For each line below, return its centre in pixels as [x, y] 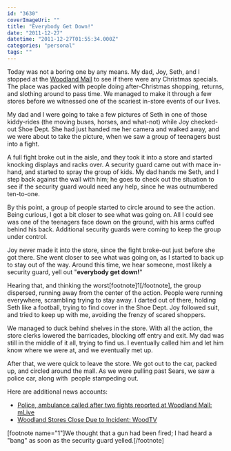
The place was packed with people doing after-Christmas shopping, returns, [115, 86]
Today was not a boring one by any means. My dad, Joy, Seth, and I [103, 71]
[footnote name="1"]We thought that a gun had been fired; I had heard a [110, 433]
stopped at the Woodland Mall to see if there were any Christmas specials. [113, 79]
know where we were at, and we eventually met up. [80, 350]
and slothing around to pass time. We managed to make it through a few [109, 93]
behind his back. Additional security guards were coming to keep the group [114, 229]
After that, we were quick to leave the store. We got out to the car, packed [112, 363]
